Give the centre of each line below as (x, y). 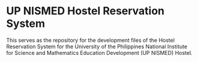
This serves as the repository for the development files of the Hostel (91, 40)
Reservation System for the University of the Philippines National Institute (97, 46)
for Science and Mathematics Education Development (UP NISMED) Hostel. (100, 52)
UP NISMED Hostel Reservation (85, 11)
